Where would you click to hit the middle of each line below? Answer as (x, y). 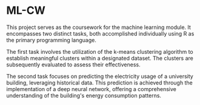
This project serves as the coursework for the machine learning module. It (98, 27)
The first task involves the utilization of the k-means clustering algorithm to (100, 51)
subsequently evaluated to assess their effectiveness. (73, 65)
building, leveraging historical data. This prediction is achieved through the (99, 83)
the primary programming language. (52, 40)
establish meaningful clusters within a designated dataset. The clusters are (100, 58)
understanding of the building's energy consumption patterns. (84, 95)
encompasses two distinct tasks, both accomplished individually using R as (100, 33)
